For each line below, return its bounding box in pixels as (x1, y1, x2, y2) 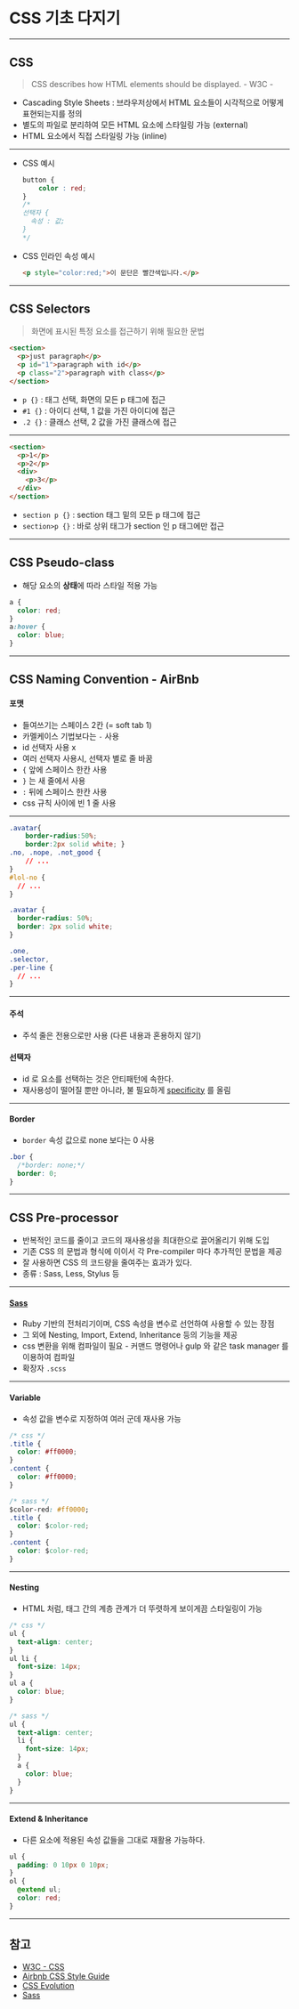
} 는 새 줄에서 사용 (21, 775, 86, 786)
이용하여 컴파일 (21, 1352, 76, 1363)
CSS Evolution (21, 1980, 75, 1990)
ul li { (9, 1654, 38, 1663)
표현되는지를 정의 (21, 108, 83, 118)
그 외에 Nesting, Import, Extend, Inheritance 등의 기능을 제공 (21, 1330, 238, 1341)
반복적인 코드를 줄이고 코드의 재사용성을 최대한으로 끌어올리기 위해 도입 (21, 1235, 270, 1246)
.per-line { (9, 963, 53, 972)
